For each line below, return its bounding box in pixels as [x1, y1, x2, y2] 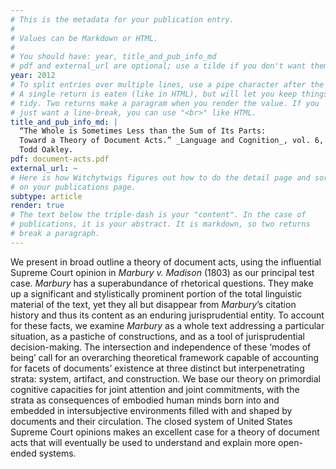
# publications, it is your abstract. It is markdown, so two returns [10, 219, 311, 230]
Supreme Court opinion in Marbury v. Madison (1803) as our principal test [10, 266, 315, 278]
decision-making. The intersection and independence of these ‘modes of [10, 341, 312, 353]
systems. [38, 447, 77, 459]
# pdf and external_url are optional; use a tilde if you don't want [10, 61, 307, 71]
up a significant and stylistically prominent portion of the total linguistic [10, 287, 303, 300]
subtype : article [10, 191, 83, 201]
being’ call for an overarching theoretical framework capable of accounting [10, 351, 320, 363]
